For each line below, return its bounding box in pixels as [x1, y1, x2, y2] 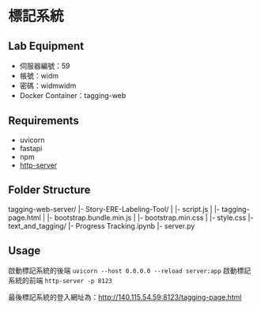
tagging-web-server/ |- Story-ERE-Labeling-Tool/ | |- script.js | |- [8, 204, 220, 214]
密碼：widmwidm [19, 81, 77, 90]
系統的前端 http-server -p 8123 [8, 276, 112, 285]
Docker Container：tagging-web [19, 91, 127, 100]
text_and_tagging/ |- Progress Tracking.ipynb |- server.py [8, 221, 195, 230]
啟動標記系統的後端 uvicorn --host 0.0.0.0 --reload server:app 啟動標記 [8, 266, 252, 275]
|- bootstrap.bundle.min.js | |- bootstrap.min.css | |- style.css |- [47, 213, 254, 222]
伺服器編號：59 [19, 61, 70, 70]
